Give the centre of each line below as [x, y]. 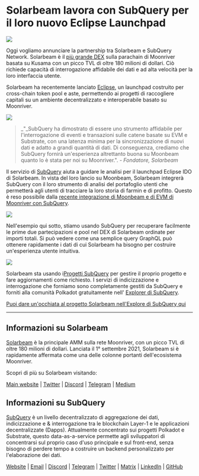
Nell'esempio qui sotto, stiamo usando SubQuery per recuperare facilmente [98, 225]
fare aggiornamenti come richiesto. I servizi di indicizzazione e [82, 280]
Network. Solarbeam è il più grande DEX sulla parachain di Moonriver [91, 56]
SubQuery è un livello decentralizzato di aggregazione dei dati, [83, 417]
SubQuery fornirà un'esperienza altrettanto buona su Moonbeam [100, 154]
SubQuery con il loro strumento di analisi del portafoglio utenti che [87, 184]
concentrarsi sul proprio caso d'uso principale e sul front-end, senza [90, 442]
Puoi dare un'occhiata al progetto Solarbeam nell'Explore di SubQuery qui [96, 304]
